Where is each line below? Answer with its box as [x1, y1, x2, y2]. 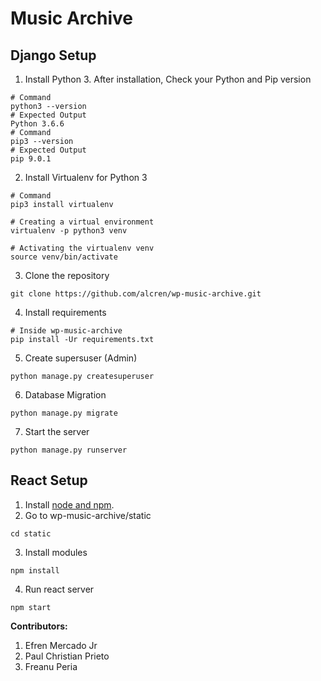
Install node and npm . [24, 498, 115, 511]
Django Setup [10, 47, 97, 64]
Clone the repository [24, 270, 110, 281]
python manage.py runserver [10, 445, 128, 455]
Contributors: [10, 620, 68, 632]
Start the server [24, 426, 90, 437]
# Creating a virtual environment [10, 217, 155, 227]
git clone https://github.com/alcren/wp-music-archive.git [10, 289, 262, 299]
